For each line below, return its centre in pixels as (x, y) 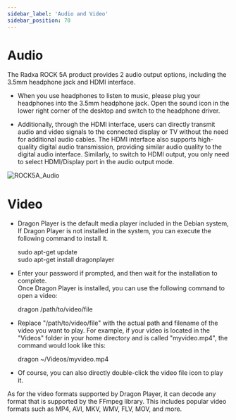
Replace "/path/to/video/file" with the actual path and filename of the (118, 323)
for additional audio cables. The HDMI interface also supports (107, 140)
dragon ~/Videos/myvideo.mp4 (63, 359)
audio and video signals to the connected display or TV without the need (123, 132)
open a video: (37, 296)
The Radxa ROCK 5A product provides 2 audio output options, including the (117, 75)
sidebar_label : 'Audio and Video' (58, 14)
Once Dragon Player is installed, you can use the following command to (121, 288)
